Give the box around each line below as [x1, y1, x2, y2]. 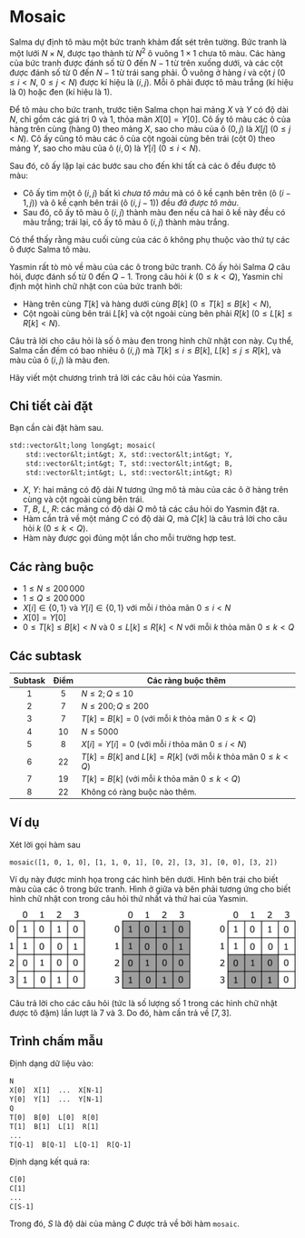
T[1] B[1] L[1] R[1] [9, 1122, 100, 1131]
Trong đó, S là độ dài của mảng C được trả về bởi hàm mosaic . [9, 1218, 241, 1229]
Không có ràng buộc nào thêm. [81, 786, 197, 797]
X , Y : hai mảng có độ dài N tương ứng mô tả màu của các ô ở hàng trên [22, 484, 289, 495]
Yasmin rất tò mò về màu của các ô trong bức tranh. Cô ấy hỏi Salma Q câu [9, 261, 290, 272]
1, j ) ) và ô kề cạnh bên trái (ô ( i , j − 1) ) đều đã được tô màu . [22, 197, 240, 208]
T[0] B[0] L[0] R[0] [9, 1113, 100, 1122]
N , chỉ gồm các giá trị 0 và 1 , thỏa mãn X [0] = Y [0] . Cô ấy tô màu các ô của [9, 114, 291, 125]
